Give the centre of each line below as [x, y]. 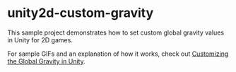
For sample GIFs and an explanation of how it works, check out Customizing [118, 54]
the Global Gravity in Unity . [47, 61]
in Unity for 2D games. [40, 40]
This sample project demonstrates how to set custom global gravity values [116, 32]
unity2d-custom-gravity [81, 13]
